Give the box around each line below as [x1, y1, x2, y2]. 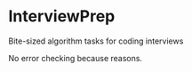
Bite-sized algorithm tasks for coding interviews [8, 36, 184, 46]
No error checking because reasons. [8, 52, 143, 63]
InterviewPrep [8, 6, 116, 27]
